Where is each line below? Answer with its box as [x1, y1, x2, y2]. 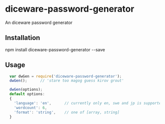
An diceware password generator [5, 20, 73, 25]
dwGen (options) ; [9, 87, 43, 92]
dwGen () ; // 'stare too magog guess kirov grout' [9, 78, 124, 83]
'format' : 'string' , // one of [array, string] [14, 110, 120, 115]
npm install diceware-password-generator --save [5, 46, 106, 52]
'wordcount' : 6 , [14, 105, 48, 110]
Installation [5, 34, 40, 42]
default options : [9, 92, 45, 97]
